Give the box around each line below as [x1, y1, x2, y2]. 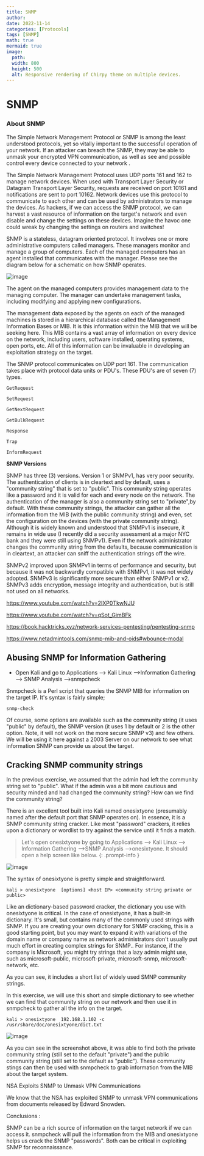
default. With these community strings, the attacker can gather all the [6, 504, 181, 511]
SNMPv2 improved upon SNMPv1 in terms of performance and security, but [6, 562, 197, 569]
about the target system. [6, 1070, 68, 1078]
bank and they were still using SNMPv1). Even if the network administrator [6, 536, 192, 544]
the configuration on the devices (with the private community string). [6, 517, 180, 524]
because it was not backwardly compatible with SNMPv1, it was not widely [6, 568, 194, 575]
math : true [6, 37, 34, 43]
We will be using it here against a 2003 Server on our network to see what [6, 736, 192, 743]
